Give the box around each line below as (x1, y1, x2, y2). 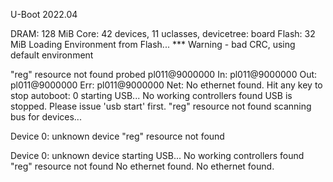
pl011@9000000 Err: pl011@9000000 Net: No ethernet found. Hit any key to (10, 79, 323, 91)
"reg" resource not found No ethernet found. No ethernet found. (10, 160, 275, 172)
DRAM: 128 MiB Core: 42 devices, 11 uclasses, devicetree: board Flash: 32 (10, 28, 316, 39)
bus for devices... (10, 111, 82, 123)
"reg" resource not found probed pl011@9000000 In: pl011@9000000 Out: (10, 69, 318, 80)
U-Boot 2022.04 (10, 9, 78, 20)
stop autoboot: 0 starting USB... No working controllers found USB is (10, 90, 293, 101)
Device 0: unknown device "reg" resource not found (10, 130, 225, 142)
